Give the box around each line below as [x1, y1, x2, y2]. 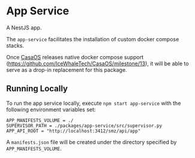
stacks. [6, 42, 25, 49]
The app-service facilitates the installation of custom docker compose [6, 35, 179, 42]
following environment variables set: [6, 106, 96, 113]
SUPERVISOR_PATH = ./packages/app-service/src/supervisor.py [6, 123, 163, 129]
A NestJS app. [6, 24, 42, 31]
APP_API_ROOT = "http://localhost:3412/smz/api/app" [6, 127, 141, 134]
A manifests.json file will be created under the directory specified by [6, 138, 177, 145]
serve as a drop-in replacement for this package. [6, 66, 127, 73]
